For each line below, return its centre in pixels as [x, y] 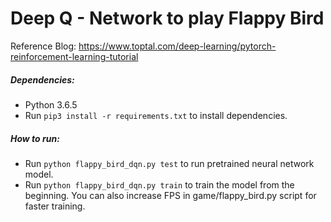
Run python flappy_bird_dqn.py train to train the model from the [159, 184]
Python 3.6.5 [51, 104]
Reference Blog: [43, 46]
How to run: [35, 138]
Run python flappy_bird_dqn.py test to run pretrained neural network [169, 163]
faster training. [55, 206]
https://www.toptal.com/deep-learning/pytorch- [177, 46]
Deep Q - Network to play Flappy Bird [167, 18]
